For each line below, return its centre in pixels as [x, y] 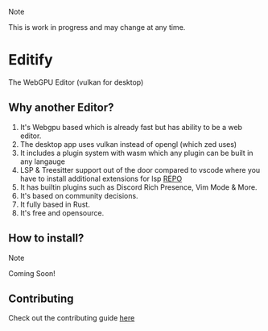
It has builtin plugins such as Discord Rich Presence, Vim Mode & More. [138, 187]
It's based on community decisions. [79, 195]
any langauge [43, 161]
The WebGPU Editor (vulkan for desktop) [76, 82]
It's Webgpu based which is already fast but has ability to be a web [131, 127]
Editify [31, 60]
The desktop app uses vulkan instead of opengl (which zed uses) [128, 144]
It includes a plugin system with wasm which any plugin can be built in [136, 153]
